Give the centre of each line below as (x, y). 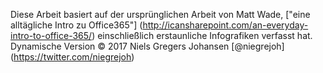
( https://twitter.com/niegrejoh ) (72, 57)
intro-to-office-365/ (51, 35)
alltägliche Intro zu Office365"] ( (76, 25)
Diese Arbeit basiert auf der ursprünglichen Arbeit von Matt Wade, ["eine (160, 14)
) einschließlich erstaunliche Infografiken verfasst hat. (202, 35)
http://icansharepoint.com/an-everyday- (225, 25)
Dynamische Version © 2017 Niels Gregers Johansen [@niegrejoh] (147, 46)
